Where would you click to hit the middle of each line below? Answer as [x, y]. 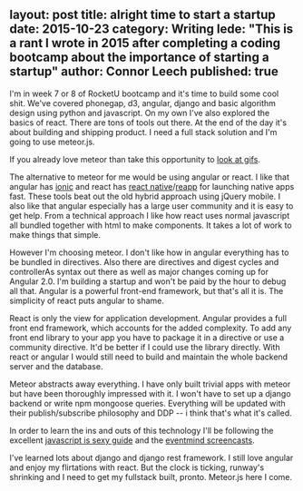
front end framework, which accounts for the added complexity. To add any [151, 328]
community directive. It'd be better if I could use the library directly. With [145, 347]
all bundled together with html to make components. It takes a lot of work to [151, 225]
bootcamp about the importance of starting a [139, 58]
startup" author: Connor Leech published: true [144, 72]
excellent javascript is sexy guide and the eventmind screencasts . [132, 440]
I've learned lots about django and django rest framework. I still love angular [151, 457]
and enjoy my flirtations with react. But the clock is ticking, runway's [137, 467]
